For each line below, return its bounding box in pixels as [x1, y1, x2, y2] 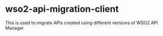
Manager [5, 25, 24, 31]
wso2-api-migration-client [5, 3, 119, 15]
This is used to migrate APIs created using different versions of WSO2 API [5, 20, 158, 26]
